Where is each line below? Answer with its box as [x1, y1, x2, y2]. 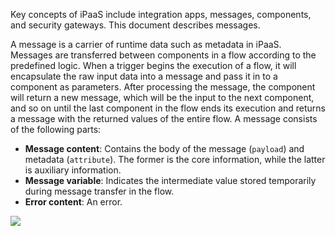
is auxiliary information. [24, 164, 122, 176]
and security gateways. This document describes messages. [10, 19, 261, 31]
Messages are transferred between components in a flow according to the [10, 49, 317, 61]
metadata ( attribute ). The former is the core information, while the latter [24, 154, 326, 165]
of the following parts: [10, 124, 102, 135]
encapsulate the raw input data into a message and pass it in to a [10, 70, 278, 82]
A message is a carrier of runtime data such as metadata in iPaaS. [10, 39, 282, 50]
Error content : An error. [24, 196, 123, 208]
